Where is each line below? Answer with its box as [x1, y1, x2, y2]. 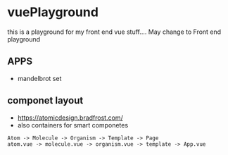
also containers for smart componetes [17, 120, 129, 129]
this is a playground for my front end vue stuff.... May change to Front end [7, 27, 222, 36]
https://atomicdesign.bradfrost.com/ [17, 113, 123, 122]
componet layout [7, 94, 84, 106]
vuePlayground [7, 4, 99, 20]
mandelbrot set [17, 74, 62, 82]
